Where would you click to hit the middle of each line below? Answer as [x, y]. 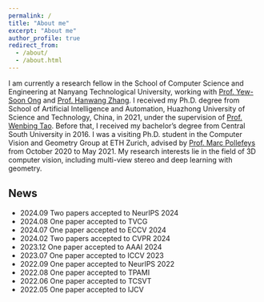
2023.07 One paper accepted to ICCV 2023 [92, 255]
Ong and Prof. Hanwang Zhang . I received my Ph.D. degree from [133, 100]
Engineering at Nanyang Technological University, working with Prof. [121, 91]
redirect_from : [34, 46]
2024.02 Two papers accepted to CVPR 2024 [95, 238]
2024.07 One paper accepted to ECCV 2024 [93, 230]
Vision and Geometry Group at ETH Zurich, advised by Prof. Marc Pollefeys [132, 143]
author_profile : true [44, 38]
